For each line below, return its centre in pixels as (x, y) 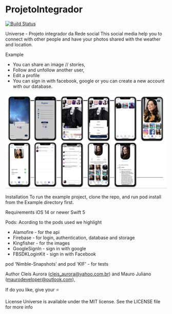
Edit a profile (26, 75)
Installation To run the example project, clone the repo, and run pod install (83, 197)
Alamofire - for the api (36, 232)
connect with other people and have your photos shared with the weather (83, 39)
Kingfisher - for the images (41, 243)
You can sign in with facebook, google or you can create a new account (89, 81)
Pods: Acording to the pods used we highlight (54, 222)
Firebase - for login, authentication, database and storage (74, 237)
